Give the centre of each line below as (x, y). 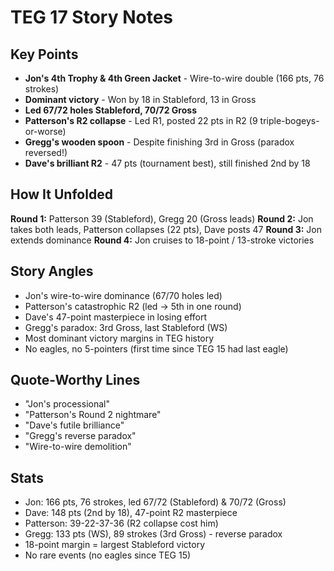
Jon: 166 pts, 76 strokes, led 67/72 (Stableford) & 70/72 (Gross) (155, 502)
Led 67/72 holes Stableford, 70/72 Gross (110, 110)
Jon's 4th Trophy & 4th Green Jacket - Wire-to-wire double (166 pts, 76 (174, 78)
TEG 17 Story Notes (91, 17)
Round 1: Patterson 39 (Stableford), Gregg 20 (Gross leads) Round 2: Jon (162, 218)
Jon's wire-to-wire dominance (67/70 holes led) (123, 295)
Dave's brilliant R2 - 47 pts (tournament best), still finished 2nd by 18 (167, 163)
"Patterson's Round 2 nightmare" (93, 415)
